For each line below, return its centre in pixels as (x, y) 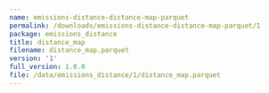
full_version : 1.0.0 (48, 67)
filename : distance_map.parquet (69, 50)
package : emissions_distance (63, 34)
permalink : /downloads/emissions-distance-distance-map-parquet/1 (135, 26)
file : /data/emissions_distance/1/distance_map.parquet (115, 75)
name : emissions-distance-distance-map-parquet (99, 17)
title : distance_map (48, 42)
